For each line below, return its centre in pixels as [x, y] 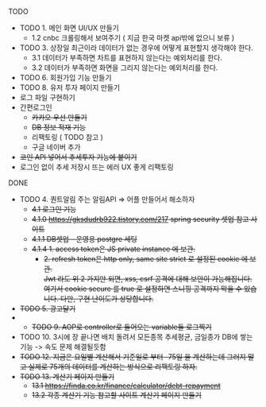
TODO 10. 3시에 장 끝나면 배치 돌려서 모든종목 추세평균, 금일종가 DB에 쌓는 [136, 337]
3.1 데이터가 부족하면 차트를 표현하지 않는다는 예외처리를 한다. [127, 58]
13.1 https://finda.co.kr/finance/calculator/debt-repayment [126, 386]
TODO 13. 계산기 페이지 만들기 [67, 376]
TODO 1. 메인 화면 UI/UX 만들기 [69, 28]
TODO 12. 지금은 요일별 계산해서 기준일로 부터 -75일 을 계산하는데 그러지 [133, 357]
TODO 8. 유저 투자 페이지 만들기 [70, 87]
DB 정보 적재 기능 [58, 127]
